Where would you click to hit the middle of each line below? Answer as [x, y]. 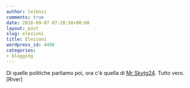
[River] [14, 79]
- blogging [20, 56]
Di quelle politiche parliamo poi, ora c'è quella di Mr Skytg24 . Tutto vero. [95, 73]
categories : [21, 51]
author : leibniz [26, 12]
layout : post [22, 28]
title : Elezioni [26, 39]
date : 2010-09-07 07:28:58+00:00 [48, 23]
